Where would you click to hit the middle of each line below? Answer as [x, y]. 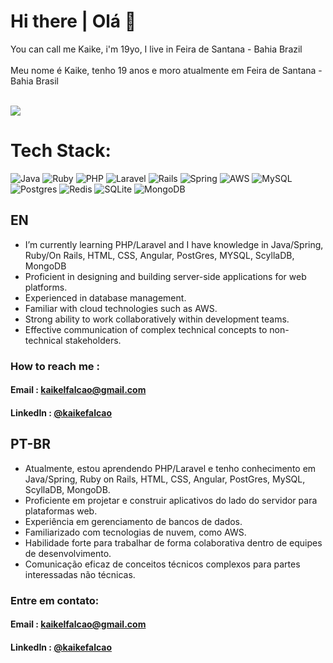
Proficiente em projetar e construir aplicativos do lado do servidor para [171, 500]
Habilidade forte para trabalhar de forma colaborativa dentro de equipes [173, 542]
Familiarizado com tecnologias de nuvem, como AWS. [135, 532]
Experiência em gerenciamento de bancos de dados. [133, 521]
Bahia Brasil [34, 81]
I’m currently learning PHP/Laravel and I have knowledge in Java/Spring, [174, 244]
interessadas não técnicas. [80, 574]
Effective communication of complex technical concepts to [146, 329]
